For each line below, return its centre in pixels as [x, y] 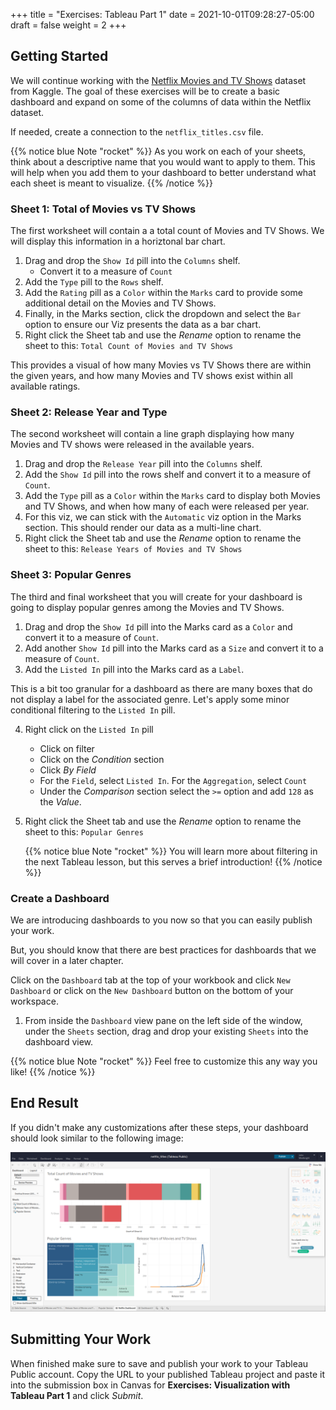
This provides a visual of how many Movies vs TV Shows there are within [161, 365]
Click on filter [67, 748]
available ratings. [45, 386]
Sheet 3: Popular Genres [71, 575]
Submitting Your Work [81, 1339]
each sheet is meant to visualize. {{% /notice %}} [111, 183]
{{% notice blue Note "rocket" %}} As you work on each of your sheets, [158, 151]
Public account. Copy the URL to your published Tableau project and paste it [168, 1374]
